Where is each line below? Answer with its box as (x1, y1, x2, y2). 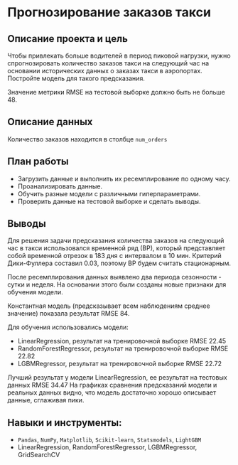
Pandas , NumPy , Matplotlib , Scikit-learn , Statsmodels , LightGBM (17, 435, 201, 444)
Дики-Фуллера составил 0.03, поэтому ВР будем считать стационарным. (7, 259, 231, 267)
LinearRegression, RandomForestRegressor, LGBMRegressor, (17, 443, 198, 451)
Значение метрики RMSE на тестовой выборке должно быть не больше (7, 88, 225, 96)
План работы (7, 156, 69, 168)
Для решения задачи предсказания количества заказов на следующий (7, 236, 225, 245)
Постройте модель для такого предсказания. (7, 74, 146, 82)
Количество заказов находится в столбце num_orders (7, 134, 168, 143)
